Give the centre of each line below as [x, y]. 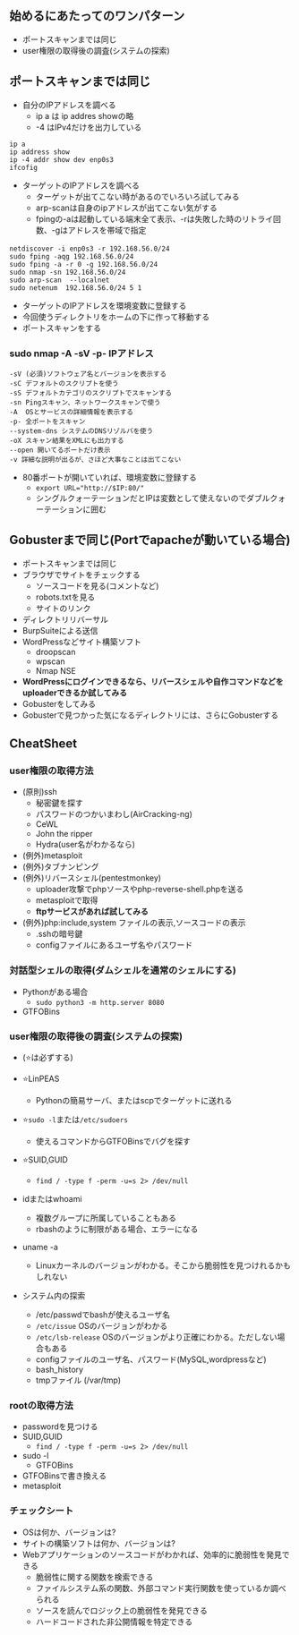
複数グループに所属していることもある [106, 1218]
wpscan [50, 661]
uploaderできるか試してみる [75, 693]
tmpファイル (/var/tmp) [78, 1380]
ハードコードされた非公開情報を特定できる [114, 1622]
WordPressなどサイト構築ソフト [81, 642]
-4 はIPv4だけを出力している [89, 127]
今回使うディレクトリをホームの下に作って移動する [116, 317]
